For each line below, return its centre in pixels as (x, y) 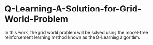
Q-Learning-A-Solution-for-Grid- (73, 9)
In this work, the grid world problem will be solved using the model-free (76, 32)
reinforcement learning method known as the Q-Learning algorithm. (73, 37)
